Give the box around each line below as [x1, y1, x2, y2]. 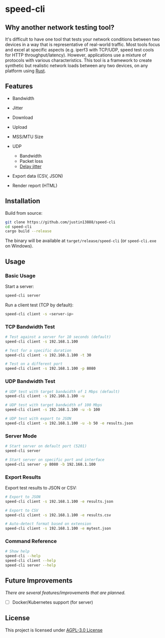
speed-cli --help [5, 553, 41, 559]
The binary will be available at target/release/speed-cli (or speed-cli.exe [5, 238, 157, 244]
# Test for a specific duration [5, 348, 71, 353]
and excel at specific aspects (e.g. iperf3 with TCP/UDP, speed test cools [5, 47, 154, 52]
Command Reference [5, 538, 57, 545]
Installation [5, 197, 40, 205]
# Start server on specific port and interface [5, 457, 105, 462]
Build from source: [5, 210, 43, 216]
